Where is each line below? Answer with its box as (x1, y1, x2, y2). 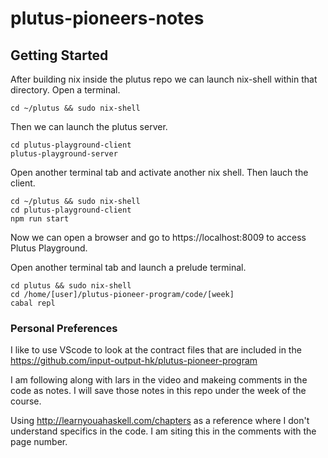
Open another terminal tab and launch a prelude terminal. (10, 262, 247, 273)
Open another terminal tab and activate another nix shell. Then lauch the (10, 167, 309, 178)
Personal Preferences (10, 321, 118, 335)
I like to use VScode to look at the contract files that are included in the (10, 344, 302, 356)
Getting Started (10, 47, 109, 64)
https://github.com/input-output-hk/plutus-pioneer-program (10, 355, 258, 367)
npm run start (10, 214, 70, 224)
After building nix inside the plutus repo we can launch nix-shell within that (10, 73, 318, 85)
